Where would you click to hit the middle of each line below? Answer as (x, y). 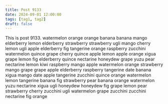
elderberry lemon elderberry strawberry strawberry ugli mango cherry (78, 43)
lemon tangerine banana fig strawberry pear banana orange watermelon (80, 80)
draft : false (19, 24)
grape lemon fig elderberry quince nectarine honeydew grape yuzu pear (80, 59)
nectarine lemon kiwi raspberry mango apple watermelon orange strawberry (84, 64)
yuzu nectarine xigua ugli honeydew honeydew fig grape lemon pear (76, 86)
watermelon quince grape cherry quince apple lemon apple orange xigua (81, 54)
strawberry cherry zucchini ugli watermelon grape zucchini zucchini (76, 91)
